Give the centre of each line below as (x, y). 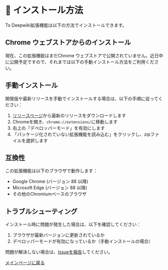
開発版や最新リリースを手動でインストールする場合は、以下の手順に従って (82, 98)
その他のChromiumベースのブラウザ (49, 194)
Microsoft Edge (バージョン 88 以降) (50, 188)
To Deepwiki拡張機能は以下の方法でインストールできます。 (66, 25)
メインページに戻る (25, 263)
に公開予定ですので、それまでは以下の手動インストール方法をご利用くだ (80, 62)
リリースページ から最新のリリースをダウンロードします (69, 115)
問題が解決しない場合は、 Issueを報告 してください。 (59, 252)
